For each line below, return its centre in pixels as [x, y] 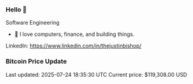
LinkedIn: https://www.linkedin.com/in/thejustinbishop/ [74, 46]
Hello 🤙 [16, 10]
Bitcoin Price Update [36, 61]
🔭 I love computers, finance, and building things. [74, 34]
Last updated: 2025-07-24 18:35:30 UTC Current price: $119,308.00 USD [96, 74]
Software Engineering [33, 23]
